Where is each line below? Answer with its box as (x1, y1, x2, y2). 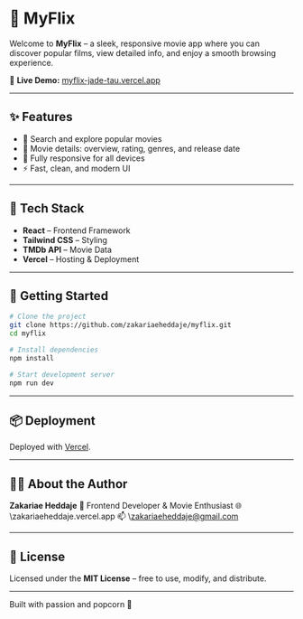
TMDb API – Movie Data (22, 244, 113, 255)
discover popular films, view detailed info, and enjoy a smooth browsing (9, 47, 277, 58)
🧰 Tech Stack (9, 201, 85, 216)
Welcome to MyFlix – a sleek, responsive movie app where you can (9, 38, 260, 49)
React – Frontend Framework (22, 225, 131, 236)
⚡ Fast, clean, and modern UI (22, 163, 131, 174)
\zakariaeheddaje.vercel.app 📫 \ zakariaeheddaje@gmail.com (9, 511, 239, 522)
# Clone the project (9, 312, 87, 322)
